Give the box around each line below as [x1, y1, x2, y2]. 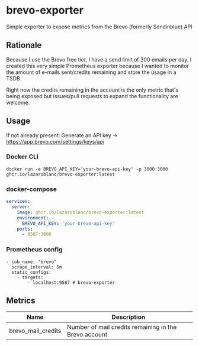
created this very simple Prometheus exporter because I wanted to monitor [6, 62, 190, 69]
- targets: [17, 274, 44, 280]
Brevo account [67, 331, 108, 339]
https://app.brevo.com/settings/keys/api [6, 138, 105, 145]
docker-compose [6, 185, 57, 193]
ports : [17, 226, 33, 232]
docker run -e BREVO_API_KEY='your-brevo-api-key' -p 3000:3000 [6, 166, 168, 172]
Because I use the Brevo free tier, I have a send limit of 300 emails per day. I [6, 56, 192, 63]
